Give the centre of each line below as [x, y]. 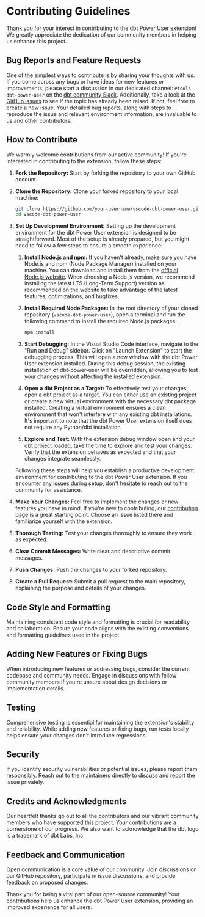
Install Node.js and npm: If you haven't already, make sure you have [110, 257]
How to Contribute [42, 140]
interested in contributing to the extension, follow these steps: [84, 161]
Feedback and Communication [66, 854]
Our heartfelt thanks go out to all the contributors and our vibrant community [103, 816]
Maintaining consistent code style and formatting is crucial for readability [98, 622]
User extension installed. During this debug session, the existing [105, 364]
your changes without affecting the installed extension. [93, 376]
